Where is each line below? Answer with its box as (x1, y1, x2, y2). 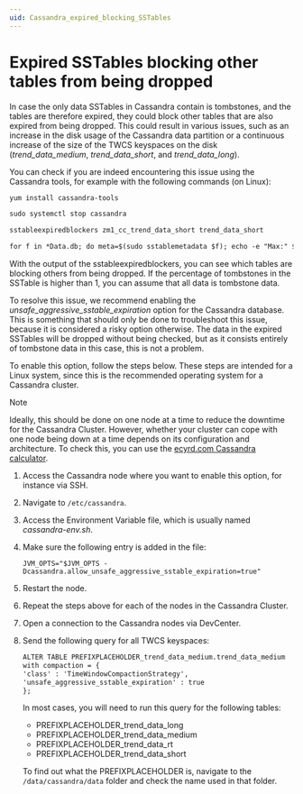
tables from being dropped (9, 71, 214, 91)
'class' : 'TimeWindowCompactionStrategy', (22, 669, 189, 679)
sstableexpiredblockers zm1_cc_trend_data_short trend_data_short (9, 226, 264, 235)
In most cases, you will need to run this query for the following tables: (22, 702, 281, 713)
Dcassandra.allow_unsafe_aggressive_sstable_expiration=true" (22, 567, 262, 577)
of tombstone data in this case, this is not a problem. (9, 343, 205, 354)
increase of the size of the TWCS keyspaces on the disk (9, 139, 218, 150)
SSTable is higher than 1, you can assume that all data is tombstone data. (9, 278, 280, 288)
